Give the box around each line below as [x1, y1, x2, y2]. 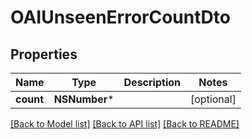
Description [123, 76, 181, 89]
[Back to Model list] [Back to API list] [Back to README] [10, 118, 240, 130]
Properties [10, 46, 78, 63]
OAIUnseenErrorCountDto [10, 6, 231, 29]
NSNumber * [53, 92, 115, 106]
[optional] [190, 92, 237, 106]
